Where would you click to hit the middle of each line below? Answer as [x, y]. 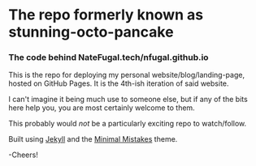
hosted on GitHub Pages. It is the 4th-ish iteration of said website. [119, 83]
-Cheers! [23, 155]
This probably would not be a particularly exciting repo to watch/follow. [128, 124]
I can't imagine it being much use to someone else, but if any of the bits [128, 100]
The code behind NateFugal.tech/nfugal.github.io [108, 57]
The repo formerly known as [106, 15]
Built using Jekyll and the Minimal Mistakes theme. [93, 139]
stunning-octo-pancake [91, 32]
